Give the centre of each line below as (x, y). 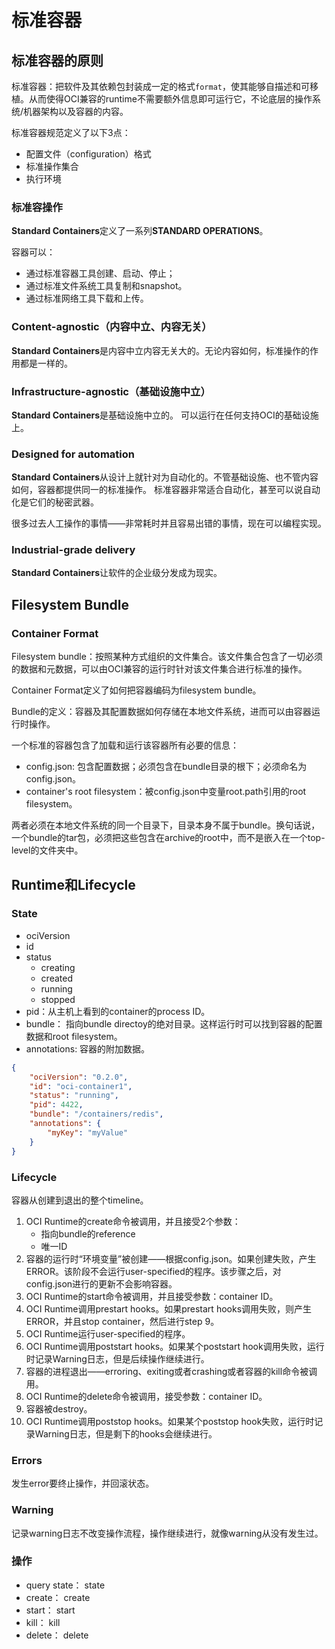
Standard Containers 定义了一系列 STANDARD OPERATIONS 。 (140, 231)
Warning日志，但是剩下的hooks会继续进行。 (126, 1433)
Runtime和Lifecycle (73, 884)
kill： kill (43, 1622)
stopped (58, 999)
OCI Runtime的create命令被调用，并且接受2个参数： (133, 1221)
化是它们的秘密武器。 (55, 502)
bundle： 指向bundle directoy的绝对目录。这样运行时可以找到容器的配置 (174, 1023)
